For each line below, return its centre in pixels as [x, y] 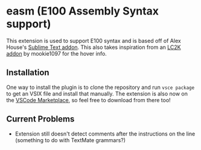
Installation [28, 73]
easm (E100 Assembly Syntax [82, 11]
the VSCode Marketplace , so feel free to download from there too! [88, 100]
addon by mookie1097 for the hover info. [56, 53]
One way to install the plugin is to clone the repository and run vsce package [101, 87]
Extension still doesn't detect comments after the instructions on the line [105, 134]
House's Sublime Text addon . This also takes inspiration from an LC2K [94, 47]
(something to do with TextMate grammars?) [70, 140]
